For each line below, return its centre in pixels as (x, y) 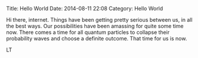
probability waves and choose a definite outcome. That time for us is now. (97, 38)
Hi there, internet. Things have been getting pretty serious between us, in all (99, 20)
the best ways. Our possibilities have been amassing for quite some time (95, 26)
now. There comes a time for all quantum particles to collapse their (88, 32)
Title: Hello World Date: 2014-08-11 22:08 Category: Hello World (85, 8)
